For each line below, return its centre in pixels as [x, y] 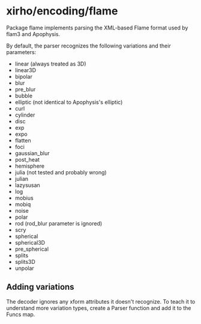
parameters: [21, 52]
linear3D [25, 70]
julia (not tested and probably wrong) [61, 172]
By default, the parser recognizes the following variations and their [88, 46]
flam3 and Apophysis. [33, 34]
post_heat [27, 159]
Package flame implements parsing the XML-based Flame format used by [97, 28]
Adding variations [40, 287]
